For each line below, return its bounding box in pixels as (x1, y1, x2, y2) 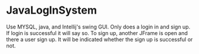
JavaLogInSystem (6, 4, 97, 17)
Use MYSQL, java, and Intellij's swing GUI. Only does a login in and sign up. (6, 23, 191, 30)
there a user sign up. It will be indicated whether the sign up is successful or (6, 36, 193, 43)
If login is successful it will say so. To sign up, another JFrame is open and (6, 29, 188, 36)
